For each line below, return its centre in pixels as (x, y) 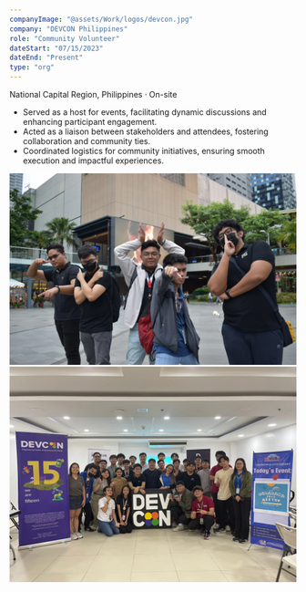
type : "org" (32, 68)
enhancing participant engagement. (90, 122)
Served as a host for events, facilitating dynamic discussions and (144, 112)
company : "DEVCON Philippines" (69, 29)
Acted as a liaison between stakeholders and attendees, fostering (145, 131)
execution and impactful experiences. (93, 161)
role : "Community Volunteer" (65, 38)
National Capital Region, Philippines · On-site (93, 94)
